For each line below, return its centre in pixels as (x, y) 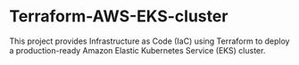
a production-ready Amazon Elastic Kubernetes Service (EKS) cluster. (137, 50)
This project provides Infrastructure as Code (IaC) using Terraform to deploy (149, 41)
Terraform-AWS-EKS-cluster (119, 16)
